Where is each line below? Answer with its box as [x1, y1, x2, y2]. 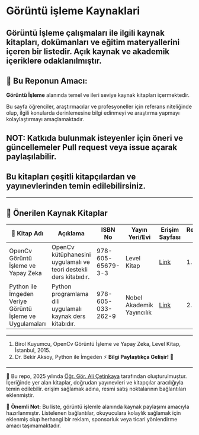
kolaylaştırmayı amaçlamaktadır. [6, 116, 84, 123]
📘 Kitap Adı [11, 229, 44, 238]
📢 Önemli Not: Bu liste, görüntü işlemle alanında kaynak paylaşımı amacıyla [6, 403, 190, 411]
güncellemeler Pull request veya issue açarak [6, 142, 178, 152]
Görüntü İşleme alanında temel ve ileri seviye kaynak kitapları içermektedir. [6, 92, 190, 99]
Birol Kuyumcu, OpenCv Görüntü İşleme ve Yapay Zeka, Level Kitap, [14, 341, 181, 348]
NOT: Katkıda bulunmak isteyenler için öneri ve [6, 133, 184, 143]
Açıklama [57, 229, 85, 238]
